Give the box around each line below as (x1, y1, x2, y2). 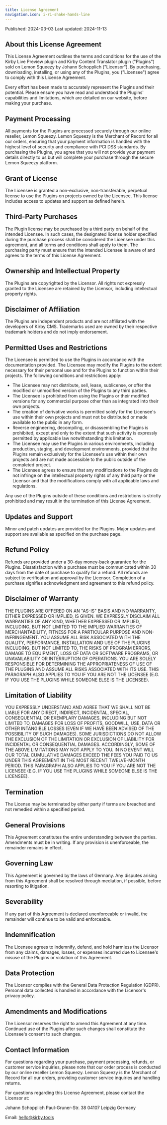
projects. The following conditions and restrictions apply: (5, 373, 122, 378)
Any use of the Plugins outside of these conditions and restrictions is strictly (5, 493, 162, 499)
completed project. (12, 462, 51, 468)
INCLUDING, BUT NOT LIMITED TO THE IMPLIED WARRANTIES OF (5, 624, 143, 630)
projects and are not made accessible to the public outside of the (12, 456, 146, 462)
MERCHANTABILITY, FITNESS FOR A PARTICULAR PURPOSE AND (5, 629, 141, 635)
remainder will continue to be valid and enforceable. (5, 916, 112, 922)
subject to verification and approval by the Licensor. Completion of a (5, 575, 146, 581)
